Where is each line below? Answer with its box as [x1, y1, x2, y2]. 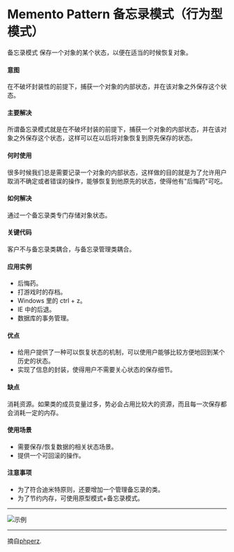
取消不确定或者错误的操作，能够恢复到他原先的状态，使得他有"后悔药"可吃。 [7, 177, 227, 185]
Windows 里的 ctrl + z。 [17, 297, 87, 305]
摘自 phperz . [7, 537, 42, 545]
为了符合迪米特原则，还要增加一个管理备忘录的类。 [17, 485, 164, 493]
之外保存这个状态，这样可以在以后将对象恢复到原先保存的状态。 [13, 134, 196, 142]
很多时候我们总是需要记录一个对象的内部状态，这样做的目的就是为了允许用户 [7, 168, 227, 177]
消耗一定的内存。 [13, 408, 63, 417]
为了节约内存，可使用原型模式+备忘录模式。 [17, 493, 144, 502]
